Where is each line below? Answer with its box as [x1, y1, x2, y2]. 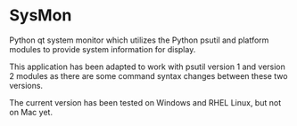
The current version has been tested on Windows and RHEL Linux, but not [9, 97, 282, 107]
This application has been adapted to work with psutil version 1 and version [9, 61, 285, 72]
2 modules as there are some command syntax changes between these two [9, 70, 288, 81]
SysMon [9, 5, 72, 26]
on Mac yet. [9, 106, 54, 117]
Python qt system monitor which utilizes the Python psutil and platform [9, 35, 269, 45]
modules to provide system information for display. [9, 43, 196, 54]
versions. [9, 80, 43, 91]
